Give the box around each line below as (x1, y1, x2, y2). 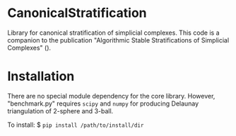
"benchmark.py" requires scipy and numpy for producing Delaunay (7, 99, 199, 108)
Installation (7, 69, 75, 84)
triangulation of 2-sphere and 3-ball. (7, 106, 114, 115)
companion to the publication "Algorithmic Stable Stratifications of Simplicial (7, 35, 230, 44)
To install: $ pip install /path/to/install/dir (7, 120, 144, 129)
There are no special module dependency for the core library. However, (7, 91, 216, 100)
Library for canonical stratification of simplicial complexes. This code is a (7, 28, 220, 37)
